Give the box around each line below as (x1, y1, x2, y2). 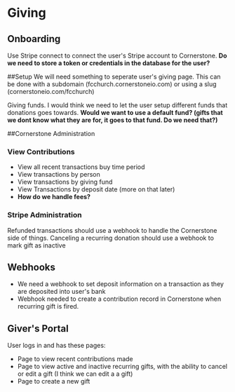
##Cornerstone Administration (7, 130, 95, 137)
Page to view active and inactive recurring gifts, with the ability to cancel (17, 363, 228, 371)
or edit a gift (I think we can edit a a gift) (17, 370, 133, 378)
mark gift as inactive (7, 241, 66, 250)
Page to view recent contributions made (17, 355, 133, 363)
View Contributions (7, 147, 75, 156)
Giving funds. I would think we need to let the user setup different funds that (7, 101, 228, 109)
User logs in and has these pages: (7, 342, 106, 350)
